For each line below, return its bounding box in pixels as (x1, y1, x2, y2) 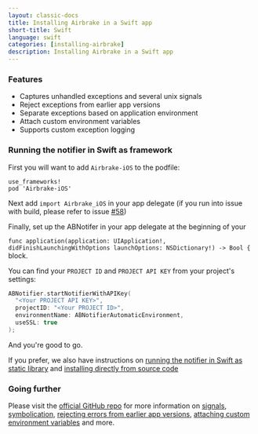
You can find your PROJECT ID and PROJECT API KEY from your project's (8, 266, 235, 275)
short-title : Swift (8, 26, 72, 34)
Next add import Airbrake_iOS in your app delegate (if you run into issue (8, 198, 243, 208)
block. (8, 250, 29, 260)
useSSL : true (15, 319, 58, 326)
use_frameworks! (8, 177, 61, 185)
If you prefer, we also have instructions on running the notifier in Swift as (8, 355, 243, 365)
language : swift (8, 33, 61, 42)
